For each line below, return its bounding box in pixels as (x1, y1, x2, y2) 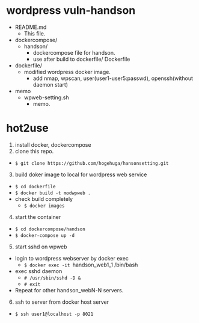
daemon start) (32, 81, 68, 88)
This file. (23, 29, 46, 37)
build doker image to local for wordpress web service (14, 171, 147, 178)
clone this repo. (14, 147, 54, 155)
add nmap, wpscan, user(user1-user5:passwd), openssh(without (32, 75, 194, 82)
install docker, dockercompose (14, 141, 91, 148)
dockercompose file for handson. (32, 49, 115, 56)
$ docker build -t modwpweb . (14, 190, 91, 196)
